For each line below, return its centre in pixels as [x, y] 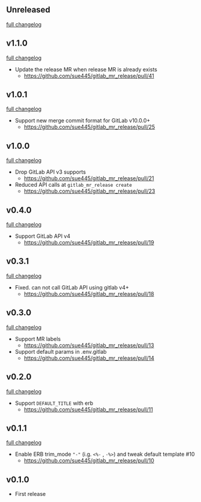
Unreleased [28, 10]
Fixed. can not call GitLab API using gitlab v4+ [72, 287]
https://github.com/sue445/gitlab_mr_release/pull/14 [89, 358]
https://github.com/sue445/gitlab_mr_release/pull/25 [89, 127]
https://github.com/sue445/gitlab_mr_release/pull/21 [89, 178]
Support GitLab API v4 [43, 236]
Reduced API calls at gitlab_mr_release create [73, 185]
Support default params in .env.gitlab [61, 351]
